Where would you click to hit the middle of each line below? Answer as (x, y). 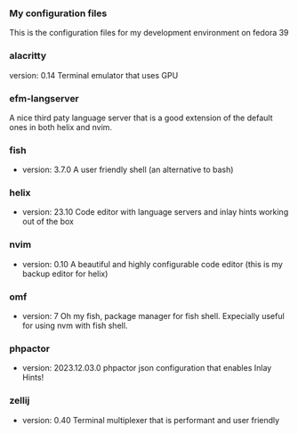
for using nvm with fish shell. (75, 326)
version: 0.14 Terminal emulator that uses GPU (94, 75)
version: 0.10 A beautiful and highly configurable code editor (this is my (152, 264)
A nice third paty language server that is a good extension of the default (141, 118)
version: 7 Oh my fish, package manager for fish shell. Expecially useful (153, 316)
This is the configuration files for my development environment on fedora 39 (149, 33)
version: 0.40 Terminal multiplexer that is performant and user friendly (151, 420)
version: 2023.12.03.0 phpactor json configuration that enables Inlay (147, 368)
